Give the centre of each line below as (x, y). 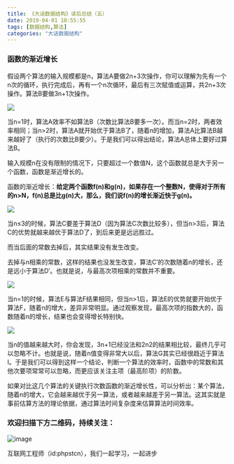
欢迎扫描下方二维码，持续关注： (61, 423)
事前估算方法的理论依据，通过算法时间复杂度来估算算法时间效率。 (102, 403)
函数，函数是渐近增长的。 (50, 171)
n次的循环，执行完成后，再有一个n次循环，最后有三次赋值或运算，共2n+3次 (117, 84)
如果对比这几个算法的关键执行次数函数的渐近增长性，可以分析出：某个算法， (118, 385)
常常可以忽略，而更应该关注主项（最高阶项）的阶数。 (108, 371)
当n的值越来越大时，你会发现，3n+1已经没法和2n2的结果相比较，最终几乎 (114, 344)
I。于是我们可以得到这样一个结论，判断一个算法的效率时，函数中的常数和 (112, 362)
